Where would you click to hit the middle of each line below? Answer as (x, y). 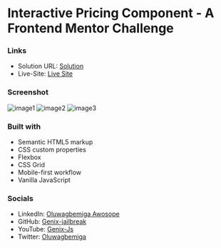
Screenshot (28, 92)
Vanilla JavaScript (44, 180)
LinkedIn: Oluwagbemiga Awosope (68, 214)
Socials (20, 198)
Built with (24, 127)
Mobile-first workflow (50, 172)
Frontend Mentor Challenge (91, 28)
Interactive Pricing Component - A (111, 13)
